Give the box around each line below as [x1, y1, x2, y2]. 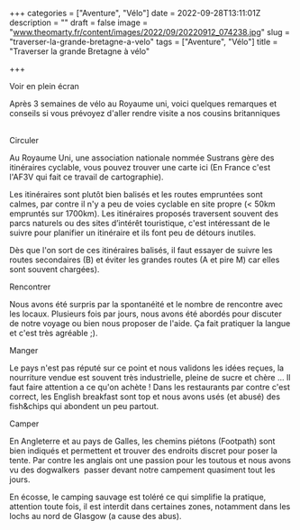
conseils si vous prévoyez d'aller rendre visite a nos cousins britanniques [9, 108, 281, 118]
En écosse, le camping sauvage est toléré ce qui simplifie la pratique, [9, 491, 267, 502]
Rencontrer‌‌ [9, 281, 51, 292]
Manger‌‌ [9, 345, 39, 355]
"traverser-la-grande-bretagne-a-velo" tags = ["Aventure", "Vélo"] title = [9, 36, 278, 47]
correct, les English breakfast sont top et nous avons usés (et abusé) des [9, 391, 281, 402]
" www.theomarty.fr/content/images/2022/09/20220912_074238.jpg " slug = [9, 27, 291, 37]
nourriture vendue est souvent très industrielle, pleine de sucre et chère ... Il [9, 372, 291, 382]
